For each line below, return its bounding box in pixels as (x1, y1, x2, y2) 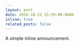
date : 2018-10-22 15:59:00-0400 (5, 12, 74, 17)
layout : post (5, 7, 33, 13)
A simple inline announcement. (5, 35, 70, 41)
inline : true (5, 17, 33, 22)
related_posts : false (5, 21, 51, 27)
